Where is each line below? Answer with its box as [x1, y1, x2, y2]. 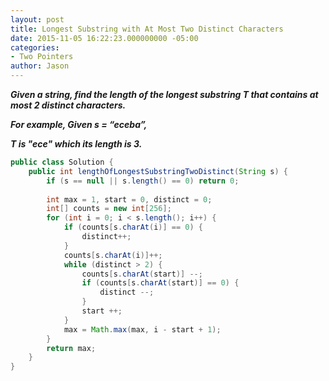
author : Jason [10, 61, 70, 71]
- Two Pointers [10, 52, 74, 62]
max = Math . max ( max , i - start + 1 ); [63, 324, 222, 335]
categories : [10, 42, 60, 53]
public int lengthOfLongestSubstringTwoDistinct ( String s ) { [28, 166, 288, 176]
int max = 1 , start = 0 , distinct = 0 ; [46, 194, 213, 205]
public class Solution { [10, 157, 114, 167]
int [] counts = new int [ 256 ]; [46, 204, 172, 214]
